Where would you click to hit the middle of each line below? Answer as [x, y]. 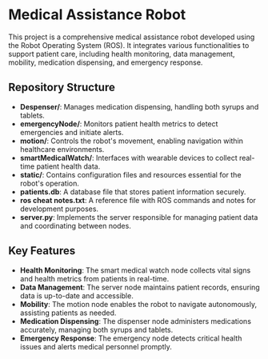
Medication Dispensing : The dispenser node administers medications [136, 321]
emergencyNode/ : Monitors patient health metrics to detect [119, 124]
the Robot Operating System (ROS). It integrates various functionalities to [129, 45]
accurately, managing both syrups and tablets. [96, 329]
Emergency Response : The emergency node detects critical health [131, 338]
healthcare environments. [62, 149]
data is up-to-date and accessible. [76, 295]
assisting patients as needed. [68, 313]
